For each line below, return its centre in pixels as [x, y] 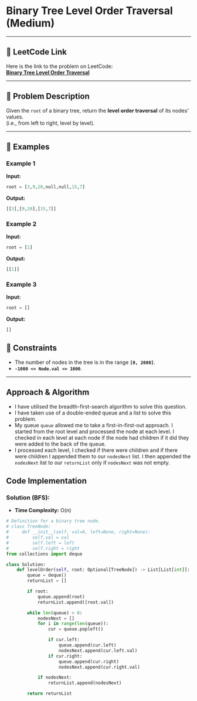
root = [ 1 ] [19, 247]
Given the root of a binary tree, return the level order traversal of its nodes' [98, 110]
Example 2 [21, 224]
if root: [38, 591]
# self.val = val [38, 537]
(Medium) [30, 23]
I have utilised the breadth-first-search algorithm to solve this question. [101, 406]
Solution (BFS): [28, 498]
